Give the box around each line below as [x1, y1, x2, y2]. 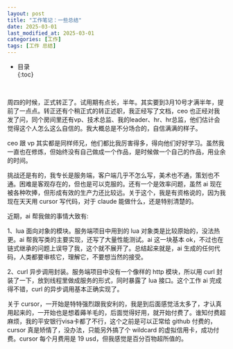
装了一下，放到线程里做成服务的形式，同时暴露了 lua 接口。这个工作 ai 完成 [7, 276, 222, 284]
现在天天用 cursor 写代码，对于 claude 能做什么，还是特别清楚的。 [7, 197, 198, 205]
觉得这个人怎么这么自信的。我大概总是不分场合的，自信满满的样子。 [7, 124, 202, 132]
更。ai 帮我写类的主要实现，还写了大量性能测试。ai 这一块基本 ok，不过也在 [7, 236, 224, 243]
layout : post [7, 10, 45, 17]
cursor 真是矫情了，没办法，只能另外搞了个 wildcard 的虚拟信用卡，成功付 [7, 326, 220, 334]
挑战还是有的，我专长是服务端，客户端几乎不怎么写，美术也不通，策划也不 [7, 171, 220, 179]
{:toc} [17, 70, 34, 79]
